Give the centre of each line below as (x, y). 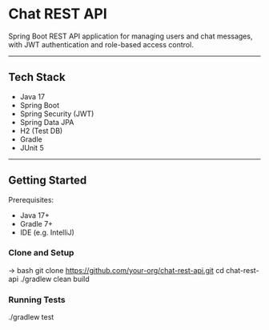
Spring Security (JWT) (57, 114)
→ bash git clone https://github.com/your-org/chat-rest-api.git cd (116, 270)
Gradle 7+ (36, 223)
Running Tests (37, 300)
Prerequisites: (31, 199)
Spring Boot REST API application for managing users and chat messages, (130, 36)
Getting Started (48, 181)
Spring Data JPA (47, 122)
